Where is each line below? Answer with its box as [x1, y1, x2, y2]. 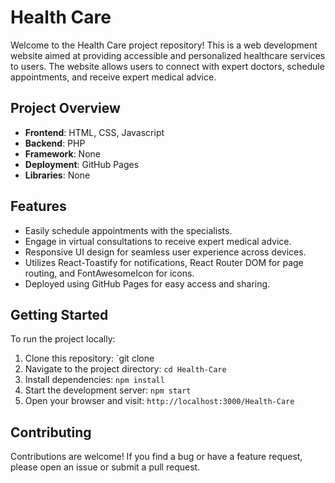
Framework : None [24, 147, 101, 160]
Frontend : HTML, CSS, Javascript [24, 126, 165, 138]
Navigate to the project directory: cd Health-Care [24, 363, 227, 375]
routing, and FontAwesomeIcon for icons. [24, 267, 195, 279]
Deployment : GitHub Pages [24, 158, 140, 170]
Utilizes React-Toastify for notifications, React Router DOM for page [24, 256, 304, 268]
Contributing [10, 424, 92, 441]
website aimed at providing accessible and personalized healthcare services [10, 49, 326, 61]
